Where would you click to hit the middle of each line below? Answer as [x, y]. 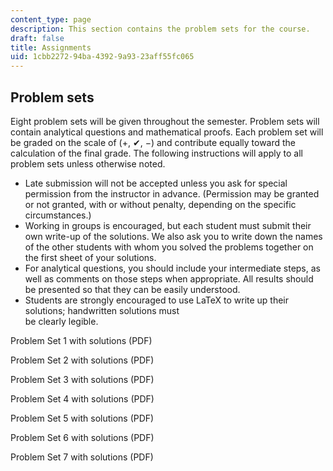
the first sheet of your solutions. [90, 257]
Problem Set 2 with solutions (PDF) [82, 360]
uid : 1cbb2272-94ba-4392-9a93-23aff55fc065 [102, 57]
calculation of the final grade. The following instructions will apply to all [156, 153]
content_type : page [51, 19]
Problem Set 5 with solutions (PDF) [82, 418]
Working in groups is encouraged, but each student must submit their [168, 225]
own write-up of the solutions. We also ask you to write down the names [173, 236]
